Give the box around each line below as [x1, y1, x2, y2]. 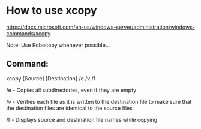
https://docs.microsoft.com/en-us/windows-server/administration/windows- [6, 23, 195, 31]
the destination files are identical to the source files [6, 104, 133, 112]
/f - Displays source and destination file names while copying [6, 116, 158, 123]
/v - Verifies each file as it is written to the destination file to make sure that [6, 98, 192, 105]
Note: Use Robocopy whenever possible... [6, 41, 110, 49]
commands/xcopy [6, 29, 51, 37]
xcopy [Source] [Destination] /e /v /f [6, 74, 96, 82]
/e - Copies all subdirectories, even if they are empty [6, 86, 137, 94]
